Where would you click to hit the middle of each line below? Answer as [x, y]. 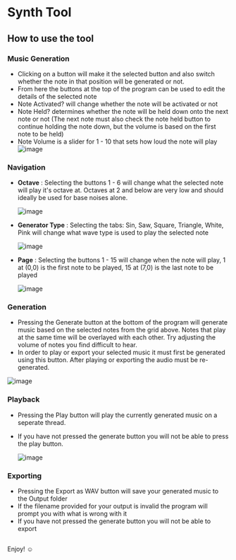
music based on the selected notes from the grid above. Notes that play [122, 330]
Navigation [26, 167]
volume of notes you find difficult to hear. [77, 345]
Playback [24, 399]
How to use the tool [50, 39]
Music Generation [39, 59]
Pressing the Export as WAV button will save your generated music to [118, 491]
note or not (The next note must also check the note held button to [114, 119]
